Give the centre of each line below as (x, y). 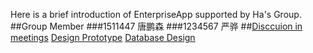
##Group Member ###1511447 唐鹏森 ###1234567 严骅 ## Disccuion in (156, 26)
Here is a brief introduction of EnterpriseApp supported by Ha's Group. (156, 14)
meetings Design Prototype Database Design (103, 37)
